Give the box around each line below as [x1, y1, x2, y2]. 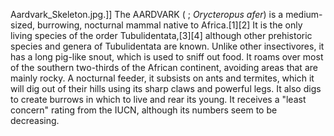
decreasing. [10, 115, 60, 126]
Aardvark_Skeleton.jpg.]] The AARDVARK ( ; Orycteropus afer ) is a [10, 9, 284, 20]
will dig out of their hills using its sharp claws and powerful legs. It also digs [10, 83, 322, 94]
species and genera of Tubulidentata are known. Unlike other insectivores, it [10, 40, 325, 52]
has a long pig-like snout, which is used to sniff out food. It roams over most [10, 51, 324, 63]
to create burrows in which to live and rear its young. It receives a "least [10, 94, 307, 105]
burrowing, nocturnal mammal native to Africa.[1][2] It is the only [37, 19, 303, 31]
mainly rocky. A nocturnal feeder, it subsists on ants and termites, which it [10, 72, 315, 84]
